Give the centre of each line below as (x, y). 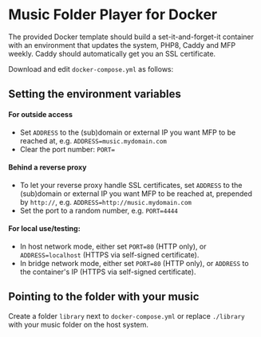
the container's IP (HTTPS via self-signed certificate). (108, 272)
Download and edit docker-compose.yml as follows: (91, 69)
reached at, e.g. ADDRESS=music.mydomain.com (93, 140)
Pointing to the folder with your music (104, 297)
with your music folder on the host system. (79, 324)
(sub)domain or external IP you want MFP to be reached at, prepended (136, 194)
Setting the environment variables (95, 94)
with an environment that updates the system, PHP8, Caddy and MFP (122, 45)
